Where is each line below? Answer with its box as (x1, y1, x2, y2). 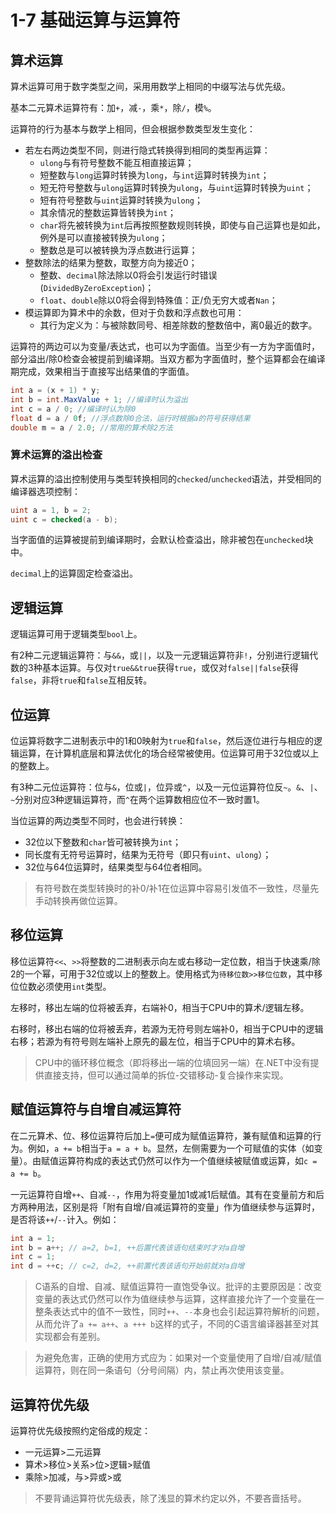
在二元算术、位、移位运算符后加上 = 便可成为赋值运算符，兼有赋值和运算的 (10, 1129, 313, 1141)
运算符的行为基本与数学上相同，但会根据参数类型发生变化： (10, 123, 256, 135)
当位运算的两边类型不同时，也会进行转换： (10, 815, 186, 827)
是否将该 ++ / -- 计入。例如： (10, 1213, 120, 1225)
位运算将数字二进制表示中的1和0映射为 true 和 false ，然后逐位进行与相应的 (10, 735, 314, 747)
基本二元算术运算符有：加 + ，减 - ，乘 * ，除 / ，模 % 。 (10, 102, 217, 113)
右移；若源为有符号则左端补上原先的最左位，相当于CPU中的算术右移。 (10, 1035, 301, 1047)
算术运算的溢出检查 (10, 448, 103, 462)
